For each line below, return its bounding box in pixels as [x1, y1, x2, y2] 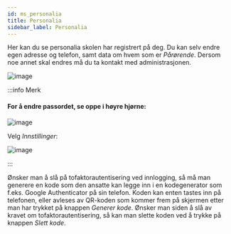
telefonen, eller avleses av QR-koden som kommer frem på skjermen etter [7, 196, 224, 204]
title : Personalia [7, 17, 62, 24]
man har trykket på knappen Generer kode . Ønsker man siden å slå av [7, 203, 212, 212]
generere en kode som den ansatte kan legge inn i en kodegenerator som [7, 181, 222, 189]
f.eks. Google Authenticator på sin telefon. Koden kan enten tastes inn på [7, 188, 222, 196]
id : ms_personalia [7, 10, 62, 18]
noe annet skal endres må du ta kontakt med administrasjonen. [7, 58, 192, 67]
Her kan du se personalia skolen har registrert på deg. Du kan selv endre [7, 43, 220, 52]
